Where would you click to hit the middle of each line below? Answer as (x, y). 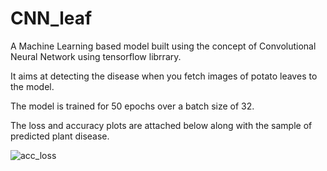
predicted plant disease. (60, 136)
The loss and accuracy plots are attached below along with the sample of (161, 125)
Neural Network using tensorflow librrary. (96, 56)
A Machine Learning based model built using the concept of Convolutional (163, 46)
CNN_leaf (51, 18)
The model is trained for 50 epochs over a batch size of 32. (132, 106)
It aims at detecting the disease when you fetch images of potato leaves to (164, 76)
